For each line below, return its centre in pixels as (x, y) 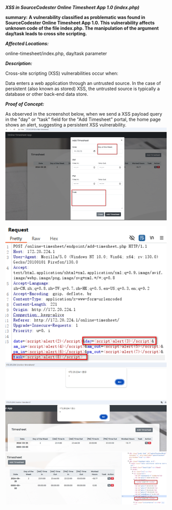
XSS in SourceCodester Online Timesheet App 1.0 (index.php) (72, 7)
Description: (19, 63)
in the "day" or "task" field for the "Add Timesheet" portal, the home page (83, 119)
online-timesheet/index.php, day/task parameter (56, 54)
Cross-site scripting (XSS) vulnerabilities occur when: (62, 73)
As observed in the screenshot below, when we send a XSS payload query (84, 114)
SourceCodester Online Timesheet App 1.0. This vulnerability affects (80, 23)
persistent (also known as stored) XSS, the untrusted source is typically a (83, 89)
